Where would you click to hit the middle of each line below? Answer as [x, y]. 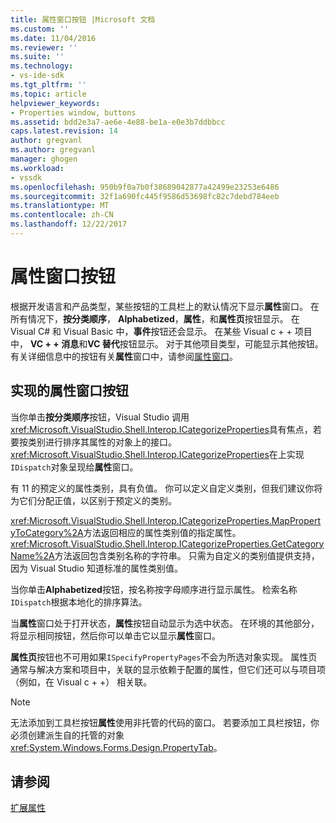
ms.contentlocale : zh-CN [62, 215]
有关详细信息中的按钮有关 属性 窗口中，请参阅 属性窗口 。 [124, 356]
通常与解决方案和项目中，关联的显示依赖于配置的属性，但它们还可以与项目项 [168, 669]
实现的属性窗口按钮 [69, 391]
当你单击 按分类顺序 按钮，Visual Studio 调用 [100, 417]
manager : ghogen [44, 159]
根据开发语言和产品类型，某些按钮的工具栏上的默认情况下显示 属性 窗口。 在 [165, 306]
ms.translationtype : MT [60, 206]
